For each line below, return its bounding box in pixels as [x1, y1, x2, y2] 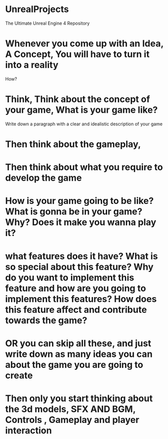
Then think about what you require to [5, 162, 163, 173]
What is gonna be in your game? [5, 206, 142, 217]
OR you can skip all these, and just [5, 337, 151, 349]
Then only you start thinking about [5, 393, 153, 404]
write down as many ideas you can [5, 348, 153, 359]
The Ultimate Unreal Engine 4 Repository [5, 20, 90, 26]
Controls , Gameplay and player [5, 414, 139, 425]
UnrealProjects [5, 4, 69, 15]
